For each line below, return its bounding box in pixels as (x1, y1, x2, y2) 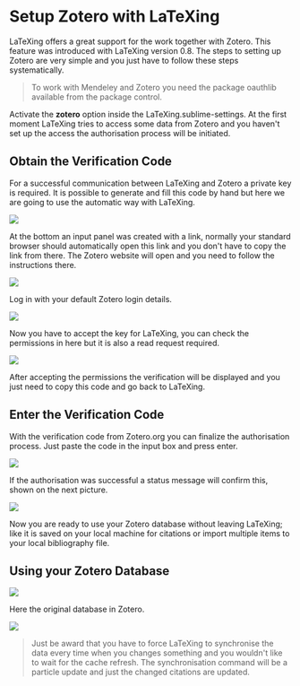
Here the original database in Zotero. (9, 604, 145, 615)
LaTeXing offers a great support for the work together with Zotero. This (9, 36, 271, 47)
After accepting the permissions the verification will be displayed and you (9, 371, 280, 382)
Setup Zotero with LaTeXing (9, 6, 220, 27)
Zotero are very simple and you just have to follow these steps (9, 55, 239, 65)
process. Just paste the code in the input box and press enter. (9, 440, 239, 451)
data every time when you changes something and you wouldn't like (30, 647, 283, 658)
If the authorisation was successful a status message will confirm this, (9, 474, 269, 485)
